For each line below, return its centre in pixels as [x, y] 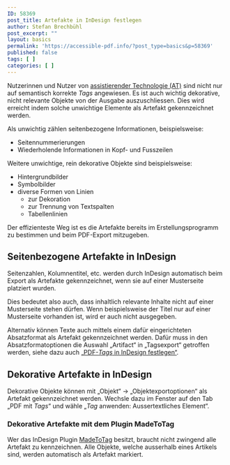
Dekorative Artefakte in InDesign [79, 374]
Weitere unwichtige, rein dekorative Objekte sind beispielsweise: [100, 163]
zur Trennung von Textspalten [71, 206]
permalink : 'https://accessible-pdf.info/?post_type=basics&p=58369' [110, 46]
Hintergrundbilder [43, 177]
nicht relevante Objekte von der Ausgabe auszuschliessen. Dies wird [106, 100]
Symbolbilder [36, 184]
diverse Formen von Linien [55, 191]
